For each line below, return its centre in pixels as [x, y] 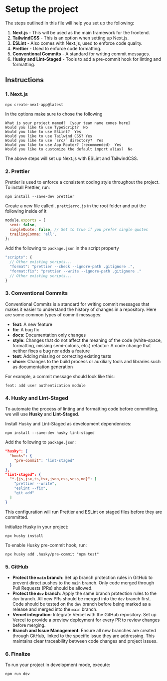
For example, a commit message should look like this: [60, 376]
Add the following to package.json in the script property [62, 248]
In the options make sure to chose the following [54, 114]
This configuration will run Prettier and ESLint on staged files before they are [84, 512]
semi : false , [23, 225]
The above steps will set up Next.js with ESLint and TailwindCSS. [72, 158]
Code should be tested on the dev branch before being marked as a [82, 604]
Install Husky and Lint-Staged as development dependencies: [68, 424]
